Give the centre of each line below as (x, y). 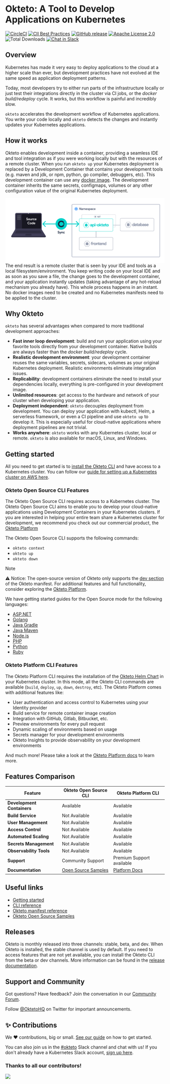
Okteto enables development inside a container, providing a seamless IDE (82, 153)
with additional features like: (35, 692)
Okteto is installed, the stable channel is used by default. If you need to (79, 950)
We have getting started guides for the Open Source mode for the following (84, 599)
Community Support (83, 860)
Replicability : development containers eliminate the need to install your (87, 379)
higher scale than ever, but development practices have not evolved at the (82, 73)
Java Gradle (25, 625)
